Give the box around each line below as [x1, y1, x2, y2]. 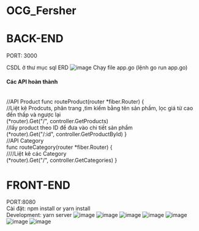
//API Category [6, 137, 44, 145]
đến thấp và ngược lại [6, 111, 61, 118]
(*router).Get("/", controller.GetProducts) [6, 118, 109, 125]
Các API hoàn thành [6, 78, 58, 85]
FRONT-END [6, 178, 70, 192]
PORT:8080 [6, 199, 36, 206]
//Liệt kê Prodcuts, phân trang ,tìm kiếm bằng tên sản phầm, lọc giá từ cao [6, 105, 193, 112]
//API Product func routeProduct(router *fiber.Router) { [6, 98, 145, 105]
